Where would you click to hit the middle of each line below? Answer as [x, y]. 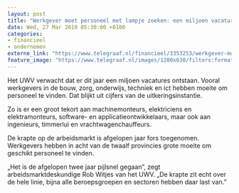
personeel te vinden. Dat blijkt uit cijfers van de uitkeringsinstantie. [105, 95]
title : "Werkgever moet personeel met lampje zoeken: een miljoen [108, 21]
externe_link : [28, 54]
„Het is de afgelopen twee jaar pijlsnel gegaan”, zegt [84, 167]
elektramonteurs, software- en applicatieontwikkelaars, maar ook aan [109, 116]
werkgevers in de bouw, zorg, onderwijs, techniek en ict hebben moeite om [117, 88]
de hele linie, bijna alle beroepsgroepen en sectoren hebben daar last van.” [117, 182]
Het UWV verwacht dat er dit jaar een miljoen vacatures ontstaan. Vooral [114, 80]
